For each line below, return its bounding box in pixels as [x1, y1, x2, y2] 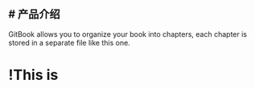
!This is [8, 66, 59, 84]
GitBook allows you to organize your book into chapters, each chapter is [8, 29, 248, 38]
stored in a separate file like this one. [8, 38, 130, 47]
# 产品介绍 [8, 7, 60, 22]
